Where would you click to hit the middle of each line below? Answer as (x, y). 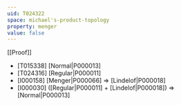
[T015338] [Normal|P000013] (59, 66)
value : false (26, 33)
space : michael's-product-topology (58, 20)
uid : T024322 (26, 13)
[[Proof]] (20, 52)
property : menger (32, 26)
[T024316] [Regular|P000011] (59, 73)
